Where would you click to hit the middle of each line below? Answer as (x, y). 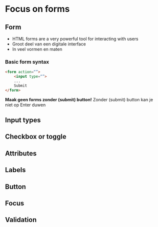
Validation (21, 220)
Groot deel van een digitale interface (49, 44)
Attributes (21, 153)
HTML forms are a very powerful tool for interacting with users (75, 39)
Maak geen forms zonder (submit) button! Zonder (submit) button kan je (79, 99)
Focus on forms (37, 9)
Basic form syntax (27, 62)
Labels (15, 170)
